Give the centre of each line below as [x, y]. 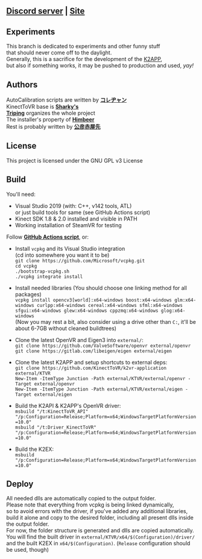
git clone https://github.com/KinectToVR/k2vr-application [91, 368]
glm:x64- [185, 300]
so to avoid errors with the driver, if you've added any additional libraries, [97, 511]
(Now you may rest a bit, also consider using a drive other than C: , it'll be [105, 322]
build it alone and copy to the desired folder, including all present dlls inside [100, 518]
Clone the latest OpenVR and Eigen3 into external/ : [79, 340]
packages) [28, 294]
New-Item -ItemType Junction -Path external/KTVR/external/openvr [100, 378]
